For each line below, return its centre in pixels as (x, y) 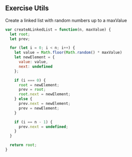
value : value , (33, 62)
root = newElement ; (39, 85)
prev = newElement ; (39, 108)
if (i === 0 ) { (30, 80)
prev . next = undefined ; (43, 127)
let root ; (20, 34)
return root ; (23, 145)
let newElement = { (35, 57)
